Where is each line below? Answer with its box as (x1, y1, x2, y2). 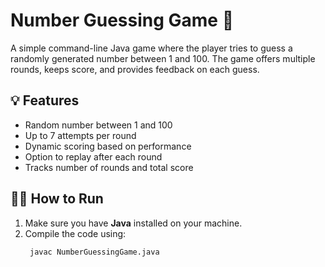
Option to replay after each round (24, 150, 163, 163)
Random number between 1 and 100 (24, 119, 173, 131)
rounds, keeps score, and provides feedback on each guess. (10, 63, 260, 75)
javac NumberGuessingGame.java (29, 247, 160, 257)
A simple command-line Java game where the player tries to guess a (10, 42, 293, 54)
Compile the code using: (24, 227, 127, 239)
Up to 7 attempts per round (24, 129, 137, 141)
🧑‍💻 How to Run (10, 190, 104, 208)
